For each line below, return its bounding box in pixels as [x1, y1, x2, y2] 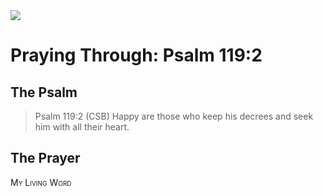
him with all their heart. [34, 121, 130, 133]
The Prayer [10, 150, 81, 167]
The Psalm [10, 84, 78, 101]
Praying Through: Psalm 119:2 [10, 44, 263, 67]
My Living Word [10, 176, 72, 188]
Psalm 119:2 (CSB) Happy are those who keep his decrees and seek [34, 110, 314, 122]
